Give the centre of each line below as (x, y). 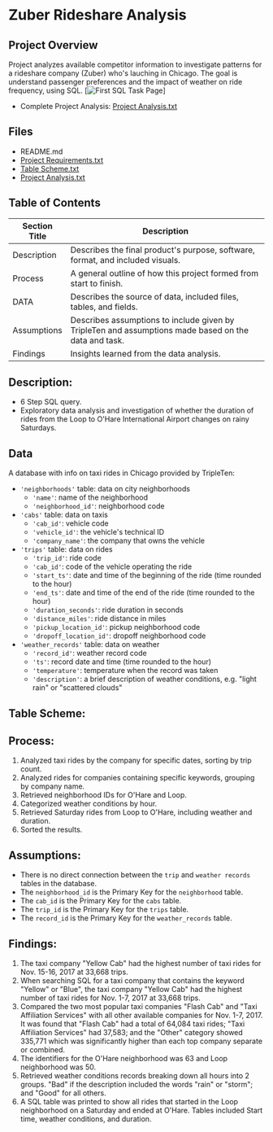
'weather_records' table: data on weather (90, 645)
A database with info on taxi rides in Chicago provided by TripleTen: (122, 473)
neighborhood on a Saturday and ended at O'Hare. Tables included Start (141, 1110)
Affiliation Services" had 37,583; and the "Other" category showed (132, 1033)
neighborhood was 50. (58, 1067)
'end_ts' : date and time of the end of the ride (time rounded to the (143, 592)
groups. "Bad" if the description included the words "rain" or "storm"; (136, 1085)
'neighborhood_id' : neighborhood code (98, 506)
